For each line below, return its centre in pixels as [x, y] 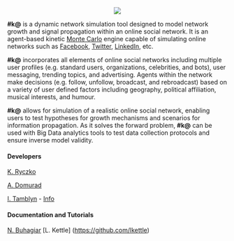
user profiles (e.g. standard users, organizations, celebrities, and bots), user [117, 67]
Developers [24, 156]
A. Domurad [24, 185]
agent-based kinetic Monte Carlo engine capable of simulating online [107, 39]
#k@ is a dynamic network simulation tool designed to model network [108, 24]
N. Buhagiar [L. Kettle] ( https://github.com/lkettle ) [79, 231]
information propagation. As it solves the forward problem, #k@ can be [110, 125]
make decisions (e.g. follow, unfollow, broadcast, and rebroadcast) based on [117, 82]
